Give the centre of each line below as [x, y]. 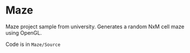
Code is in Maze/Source [33, 44]
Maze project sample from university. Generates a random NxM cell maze [95, 26]
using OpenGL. [24, 32]
